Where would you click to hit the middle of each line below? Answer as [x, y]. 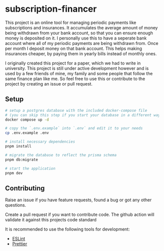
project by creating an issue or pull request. [49, 84]
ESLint [19, 239]
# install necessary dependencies [40, 142]
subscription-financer [51, 9]
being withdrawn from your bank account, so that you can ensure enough [79, 33]
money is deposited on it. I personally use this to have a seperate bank [76, 38]
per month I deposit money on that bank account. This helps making [74, 48]
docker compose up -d [27, 120]
